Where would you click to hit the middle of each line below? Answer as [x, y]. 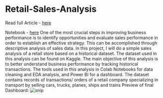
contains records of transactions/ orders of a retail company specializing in [82, 80]
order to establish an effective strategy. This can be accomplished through [81, 43]
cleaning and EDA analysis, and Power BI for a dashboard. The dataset [77, 74]
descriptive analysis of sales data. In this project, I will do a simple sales [79, 48]
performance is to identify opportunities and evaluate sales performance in [82, 38]
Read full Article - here [28, 23]
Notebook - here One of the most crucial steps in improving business [76, 32]
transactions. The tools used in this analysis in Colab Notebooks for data [79, 69]
